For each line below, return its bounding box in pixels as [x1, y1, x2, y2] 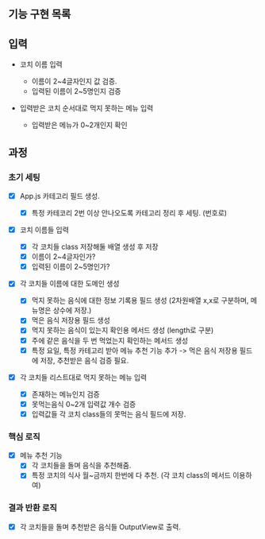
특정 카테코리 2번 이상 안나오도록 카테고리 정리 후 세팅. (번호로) [31, 207, 228, 217]
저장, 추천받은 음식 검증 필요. [40, 355, 129, 365]
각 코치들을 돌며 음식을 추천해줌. [31, 460, 132, 471]
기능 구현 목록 [8, 7, 71, 21]
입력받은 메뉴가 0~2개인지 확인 [31, 120, 129, 130]
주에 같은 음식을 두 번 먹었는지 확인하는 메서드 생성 [31, 335, 189, 345]
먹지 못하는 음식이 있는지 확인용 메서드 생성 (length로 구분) [31, 325, 214, 335]
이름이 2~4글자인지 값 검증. [31, 76, 117, 86]
